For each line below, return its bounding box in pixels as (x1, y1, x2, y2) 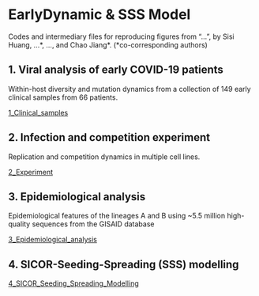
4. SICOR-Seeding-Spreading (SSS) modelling (8, 257, 239, 271)
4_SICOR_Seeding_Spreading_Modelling (8, 279, 140, 288)
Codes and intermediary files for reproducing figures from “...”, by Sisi (8, 32, 235, 41)
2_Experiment (8, 167, 54, 176)
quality (8, 219, 31, 229)
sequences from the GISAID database (32, 219, 155, 229)
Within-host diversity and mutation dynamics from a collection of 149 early (8, 84, 251, 93)
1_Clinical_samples (8, 108, 69, 117)
